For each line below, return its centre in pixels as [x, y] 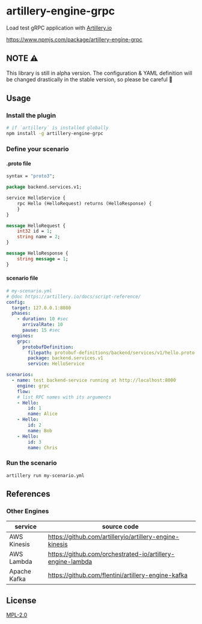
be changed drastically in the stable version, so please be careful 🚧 [90, 79]
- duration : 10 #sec [43, 319]
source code [120, 527]
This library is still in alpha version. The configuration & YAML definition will [99, 73]
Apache [20, 572]
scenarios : [20, 375]
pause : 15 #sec [41, 330]
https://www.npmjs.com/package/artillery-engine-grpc [74, 39]
